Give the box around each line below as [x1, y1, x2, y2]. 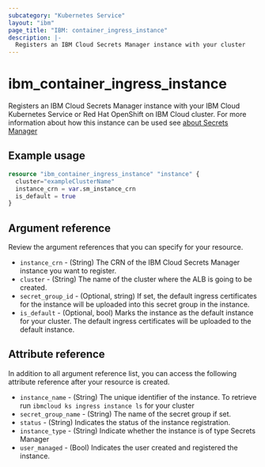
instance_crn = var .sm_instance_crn [15, 185, 136, 193]
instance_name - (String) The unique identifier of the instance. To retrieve [19, 392, 257, 401]
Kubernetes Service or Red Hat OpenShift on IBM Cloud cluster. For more [8, 110, 247, 119]
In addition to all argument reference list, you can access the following [8, 368, 237, 378]
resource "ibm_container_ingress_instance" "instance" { [8, 170, 200, 178]
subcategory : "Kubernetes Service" [8, 11, 126, 20]
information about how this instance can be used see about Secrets [8, 118, 229, 127]
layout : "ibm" [8, 19, 55, 27]
